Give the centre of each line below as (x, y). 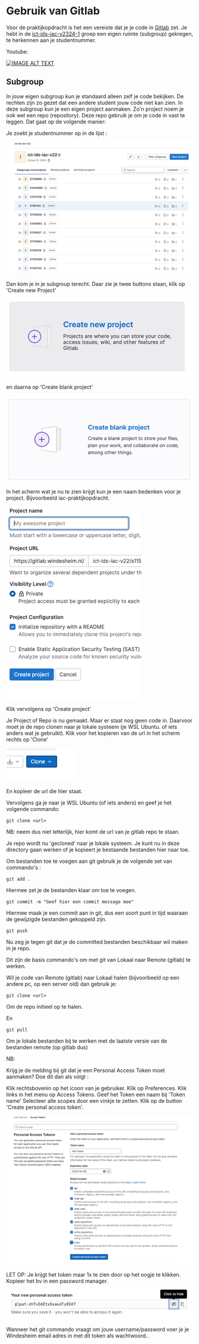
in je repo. (18, 949)
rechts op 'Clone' (27, 740)
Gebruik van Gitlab (53, 11)
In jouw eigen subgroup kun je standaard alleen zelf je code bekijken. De (95, 96)
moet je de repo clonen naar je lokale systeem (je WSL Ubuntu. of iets (92, 727)
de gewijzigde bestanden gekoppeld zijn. (56, 919)
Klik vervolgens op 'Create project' (49, 709)
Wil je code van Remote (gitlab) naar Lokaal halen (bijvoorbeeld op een (93, 978)
